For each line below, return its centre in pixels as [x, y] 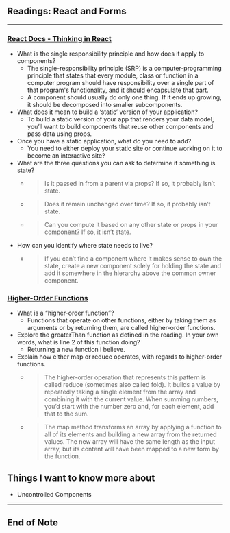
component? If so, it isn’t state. [88, 232]
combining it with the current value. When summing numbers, [131, 399]
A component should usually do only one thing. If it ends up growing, [124, 97]
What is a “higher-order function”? [65, 313]
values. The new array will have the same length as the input [130, 442]
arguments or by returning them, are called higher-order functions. [121, 328]
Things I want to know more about [81, 478]
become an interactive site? [66, 156]
